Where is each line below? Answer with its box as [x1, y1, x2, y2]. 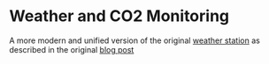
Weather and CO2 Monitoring [9, 6, 230, 26]
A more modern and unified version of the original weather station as [9, 35, 261, 46]
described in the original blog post [9, 44, 134, 54]
